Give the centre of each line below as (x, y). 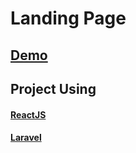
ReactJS (28, 114)
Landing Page (68, 18)
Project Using (53, 88)
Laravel (26, 138)
